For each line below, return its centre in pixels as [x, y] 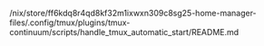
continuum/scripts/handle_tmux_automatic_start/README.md [124, 32]
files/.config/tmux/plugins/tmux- [70, 23]
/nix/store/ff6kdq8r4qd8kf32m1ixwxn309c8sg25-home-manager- [133, 13]
